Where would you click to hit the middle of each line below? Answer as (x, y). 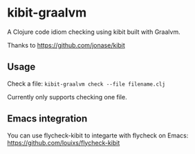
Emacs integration (47, 119)
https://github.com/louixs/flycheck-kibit (64, 142)
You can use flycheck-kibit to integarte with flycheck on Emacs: (98, 135)
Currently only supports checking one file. (67, 97)
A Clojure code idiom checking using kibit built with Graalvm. (94, 32)
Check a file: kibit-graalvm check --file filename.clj (86, 84)
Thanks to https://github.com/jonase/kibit (66, 45)
